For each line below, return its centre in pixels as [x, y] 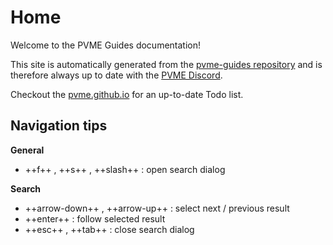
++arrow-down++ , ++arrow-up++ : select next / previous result [157, 208]
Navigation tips [59, 126]
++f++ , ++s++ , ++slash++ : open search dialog [125, 169]
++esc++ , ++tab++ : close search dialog [109, 229]
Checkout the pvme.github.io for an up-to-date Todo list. [127, 94]
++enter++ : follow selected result [95, 218]
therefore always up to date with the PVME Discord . [116, 75]
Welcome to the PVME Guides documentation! [106, 45]
